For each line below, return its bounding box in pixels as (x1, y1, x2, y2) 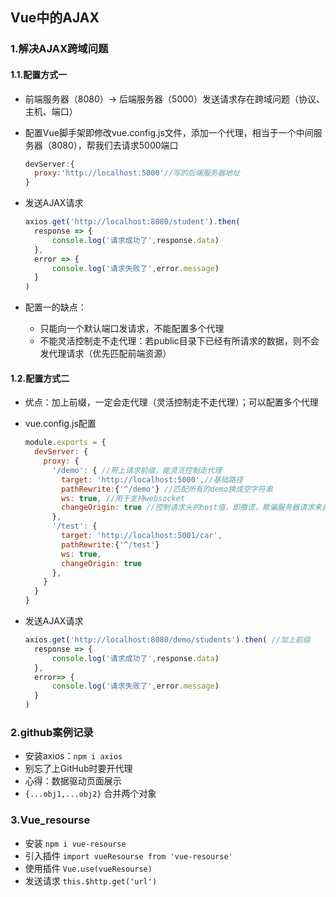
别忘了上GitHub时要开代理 (24, 763, 133, 775)
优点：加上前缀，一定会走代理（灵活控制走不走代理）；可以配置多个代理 (24, 396, 319, 408)
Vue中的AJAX (10, 9, 100, 27)
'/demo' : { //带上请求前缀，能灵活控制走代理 (51, 465, 223, 475)
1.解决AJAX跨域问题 (10, 42, 109, 56)
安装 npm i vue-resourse (24, 837, 127, 849)
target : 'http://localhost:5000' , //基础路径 (61, 474, 244, 485)
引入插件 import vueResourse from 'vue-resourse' (24, 849, 233, 862)
